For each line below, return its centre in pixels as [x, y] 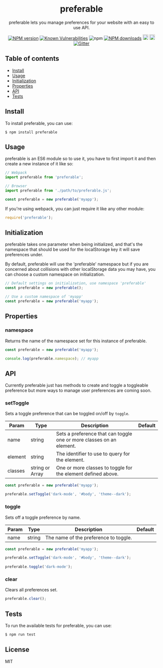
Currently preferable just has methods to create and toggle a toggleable [77, 386]
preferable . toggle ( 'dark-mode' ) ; [39, 567]
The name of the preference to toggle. [89, 537]
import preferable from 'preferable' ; [44, 177]
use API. [81, 27]
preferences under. [24, 255]
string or [40, 468]
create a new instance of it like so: [39, 164]
